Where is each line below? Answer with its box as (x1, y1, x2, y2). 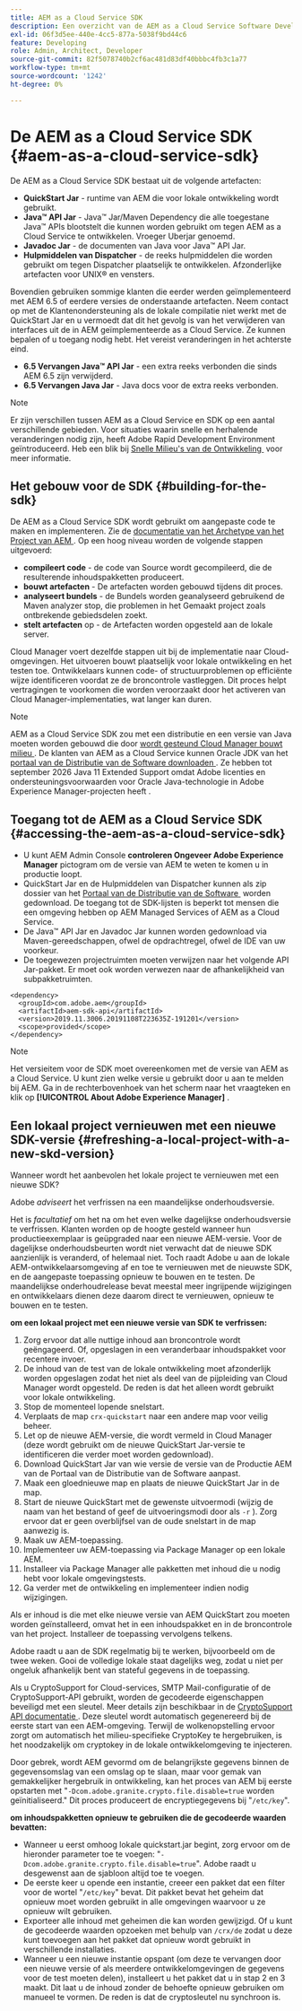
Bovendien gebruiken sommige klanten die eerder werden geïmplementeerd (10, 286, 291, 297)
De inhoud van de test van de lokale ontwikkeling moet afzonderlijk (22, 1363, 272, 1373)
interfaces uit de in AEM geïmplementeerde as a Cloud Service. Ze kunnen (10, 324, 286, 335)
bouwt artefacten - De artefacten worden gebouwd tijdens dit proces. (22, 581, 283, 592)
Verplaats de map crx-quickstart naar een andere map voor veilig (22, 1411, 268, 1422)
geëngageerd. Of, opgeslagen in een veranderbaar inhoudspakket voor (22, 1345, 286, 1354)
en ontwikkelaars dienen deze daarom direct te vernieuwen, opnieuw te (10, 1291, 274, 1301)
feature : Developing (10, 38, 88, 48)
